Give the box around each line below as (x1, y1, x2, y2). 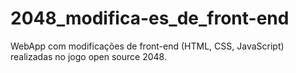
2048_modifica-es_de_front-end (10, 7, 290, 30)
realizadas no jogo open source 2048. (10, 50, 167, 62)
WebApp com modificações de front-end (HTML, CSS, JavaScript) (10, 40, 285, 52)
